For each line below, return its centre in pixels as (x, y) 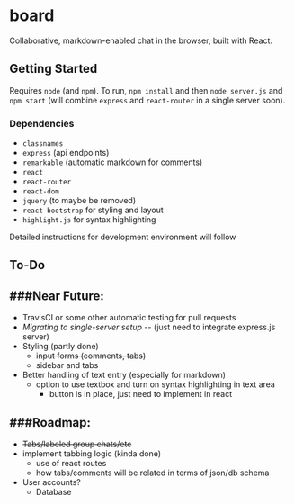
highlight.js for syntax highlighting (89, 220)
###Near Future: (57, 296)
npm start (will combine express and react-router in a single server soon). (147, 100)
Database (53, 492)
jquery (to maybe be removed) (79, 201)
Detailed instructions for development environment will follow (123, 237)
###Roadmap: (50, 423)
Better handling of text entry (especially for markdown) (124, 375)
